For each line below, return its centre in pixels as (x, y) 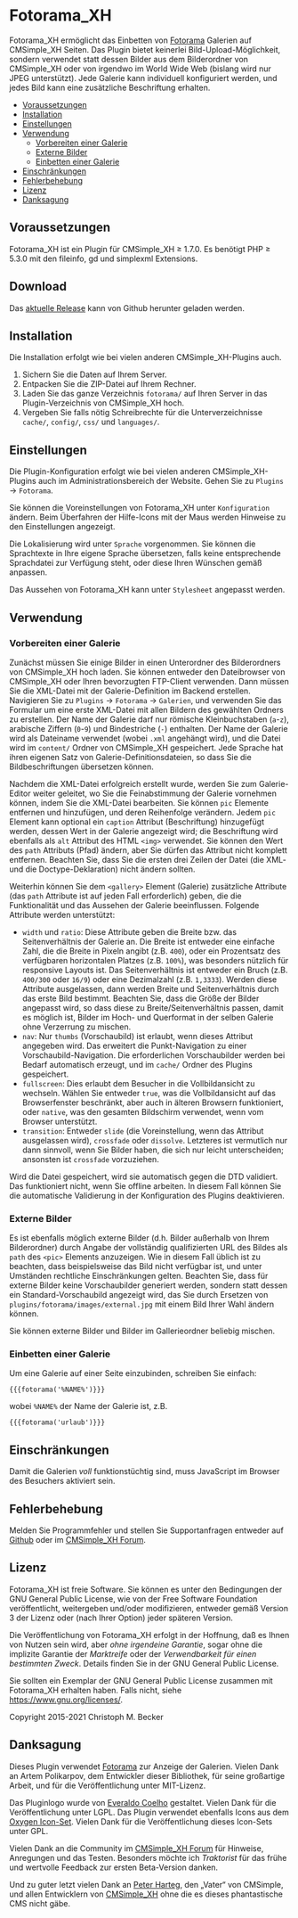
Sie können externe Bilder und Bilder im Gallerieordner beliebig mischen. (142, 1331)
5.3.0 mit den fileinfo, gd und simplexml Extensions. (104, 258)
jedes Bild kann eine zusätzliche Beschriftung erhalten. (110, 87)
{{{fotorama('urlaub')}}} (57, 1422)
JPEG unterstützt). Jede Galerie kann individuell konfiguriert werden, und (143, 78)
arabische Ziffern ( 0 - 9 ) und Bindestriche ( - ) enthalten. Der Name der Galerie (149, 728)
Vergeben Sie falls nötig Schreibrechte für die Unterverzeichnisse (142, 413)
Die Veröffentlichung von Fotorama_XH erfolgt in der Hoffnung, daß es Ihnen (149, 1635)
